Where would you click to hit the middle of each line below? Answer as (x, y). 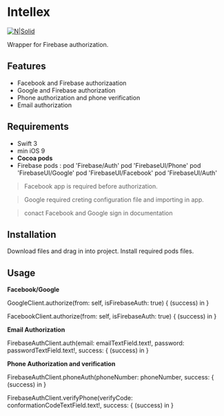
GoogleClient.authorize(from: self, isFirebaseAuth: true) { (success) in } (108, 303)
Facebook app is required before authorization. (91, 186)
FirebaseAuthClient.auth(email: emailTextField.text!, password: (96, 343)
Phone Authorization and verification (61, 364)
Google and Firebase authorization (66, 90)
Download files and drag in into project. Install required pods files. (101, 251)
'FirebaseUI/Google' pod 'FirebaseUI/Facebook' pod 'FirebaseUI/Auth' (117, 173)
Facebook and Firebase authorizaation (72, 83)
